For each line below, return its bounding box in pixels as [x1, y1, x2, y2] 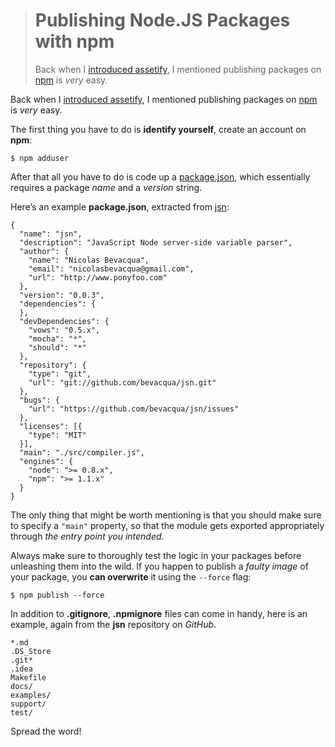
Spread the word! [10, 725, 82, 737]
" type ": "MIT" [28, 430, 87, 440]
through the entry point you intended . [10, 530, 165, 542]
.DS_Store [10, 646, 52, 656]
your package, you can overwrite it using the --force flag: [10, 570, 252, 583]
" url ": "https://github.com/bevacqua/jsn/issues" [28, 404, 240, 414]
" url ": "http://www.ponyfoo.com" [28, 272, 168, 283]
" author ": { [19, 246, 70, 256]
